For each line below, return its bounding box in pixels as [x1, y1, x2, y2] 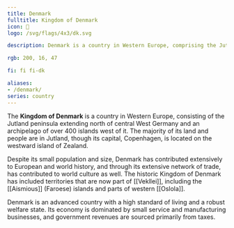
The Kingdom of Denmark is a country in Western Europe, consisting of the [7, 112, 225, 120]
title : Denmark [7, 10, 52, 17]
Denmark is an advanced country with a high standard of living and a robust [7, 197, 225, 206]
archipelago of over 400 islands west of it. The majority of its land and [7, 127, 209, 135]
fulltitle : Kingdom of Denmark [7, 17, 98, 24]
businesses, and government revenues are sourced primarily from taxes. [7, 213, 216, 221]
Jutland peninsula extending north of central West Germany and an [7, 119, 200, 127]
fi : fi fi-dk [7, 67, 45, 74]
